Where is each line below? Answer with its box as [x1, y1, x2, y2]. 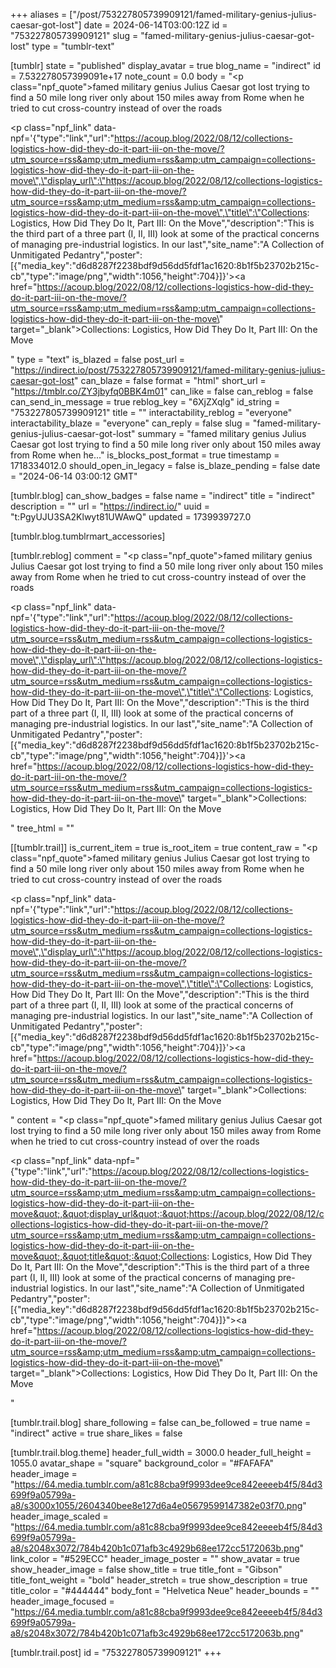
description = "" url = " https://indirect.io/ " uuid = [10, 500, 211, 512]
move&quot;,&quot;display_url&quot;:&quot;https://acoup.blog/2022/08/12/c [10, 1208, 325, 1219]
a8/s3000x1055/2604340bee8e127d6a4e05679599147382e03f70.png [10, 1500, 303, 1511]
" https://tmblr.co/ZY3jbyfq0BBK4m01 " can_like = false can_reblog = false [10, 385, 314, 397]
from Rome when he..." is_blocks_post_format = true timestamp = [10, 449, 280, 461]
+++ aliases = [10, 9, 68, 20]
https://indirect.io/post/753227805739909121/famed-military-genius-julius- [14, 364, 326, 376]
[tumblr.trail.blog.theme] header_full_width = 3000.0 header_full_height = [10, 1447, 312, 1458]
